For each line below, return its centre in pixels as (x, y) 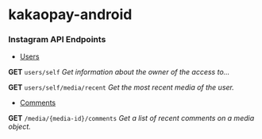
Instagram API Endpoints (57, 40)
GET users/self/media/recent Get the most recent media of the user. (121, 87)
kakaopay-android (70, 15)
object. (20, 127)
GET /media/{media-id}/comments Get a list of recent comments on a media (131, 118)
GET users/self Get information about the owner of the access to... (119, 72)
